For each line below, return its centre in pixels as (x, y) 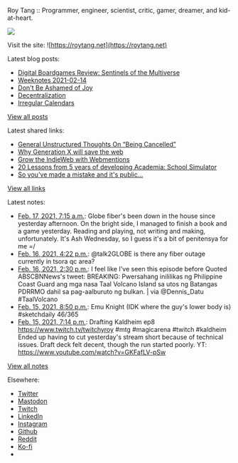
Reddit (27, 439)
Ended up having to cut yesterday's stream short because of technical (120, 337)
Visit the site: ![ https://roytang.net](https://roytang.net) (87, 45)
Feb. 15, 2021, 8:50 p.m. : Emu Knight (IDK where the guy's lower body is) (124, 307)
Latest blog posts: (34, 59)
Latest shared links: (36, 130)
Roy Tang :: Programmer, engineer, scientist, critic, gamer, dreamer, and (113, 10)
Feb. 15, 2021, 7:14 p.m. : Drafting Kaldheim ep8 (86, 322)
